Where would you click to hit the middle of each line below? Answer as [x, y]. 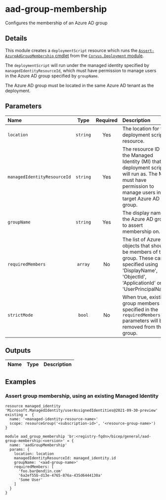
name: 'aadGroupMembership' [39, 445]
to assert [133, 225]
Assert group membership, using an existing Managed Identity [82, 396]
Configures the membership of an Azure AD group [56, 23]
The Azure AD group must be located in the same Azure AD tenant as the [80, 85]
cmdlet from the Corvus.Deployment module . [100, 56]
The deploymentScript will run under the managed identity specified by [77, 65]
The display [136, 213]
